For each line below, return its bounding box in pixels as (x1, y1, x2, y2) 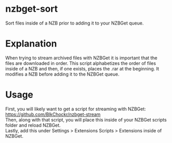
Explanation (5, 38, 57, 50)
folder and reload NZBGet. (5, 122, 61, 128)
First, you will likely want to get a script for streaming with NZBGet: (5, 106, 146, 112)
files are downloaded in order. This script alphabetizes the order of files (5, 60, 156, 66)
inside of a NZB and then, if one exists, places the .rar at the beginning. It (5, 65, 160, 71)
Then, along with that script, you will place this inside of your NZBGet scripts (5, 116, 167, 123)
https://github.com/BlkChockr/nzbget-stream (5, 111, 101, 117)
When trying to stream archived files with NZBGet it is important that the (5, 55, 158, 61)
